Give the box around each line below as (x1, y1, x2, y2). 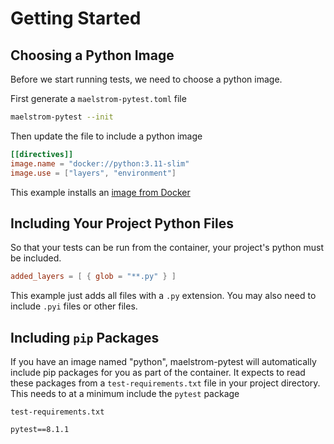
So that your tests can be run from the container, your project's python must (10, 242, 325, 254)
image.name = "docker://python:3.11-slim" (10, 158, 190, 169)
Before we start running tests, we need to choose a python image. (10, 73, 283, 85)
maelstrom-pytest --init (10, 112, 114, 122)
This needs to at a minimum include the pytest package (10, 388, 240, 399)
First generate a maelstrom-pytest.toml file (10, 93, 187, 104)
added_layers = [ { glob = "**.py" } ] (10, 272, 177, 282)
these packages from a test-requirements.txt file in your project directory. (10, 377, 321, 389)
